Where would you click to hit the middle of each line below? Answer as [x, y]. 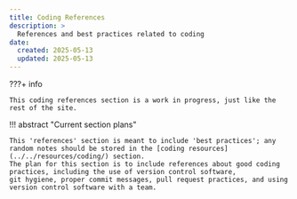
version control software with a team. [83, 187]
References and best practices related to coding [111, 34]
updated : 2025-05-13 [55, 59]
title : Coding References [57, 17]
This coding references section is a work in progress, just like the [143, 100]
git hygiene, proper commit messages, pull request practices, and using [149, 179]
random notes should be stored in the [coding [97, 148]
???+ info [26, 84]
